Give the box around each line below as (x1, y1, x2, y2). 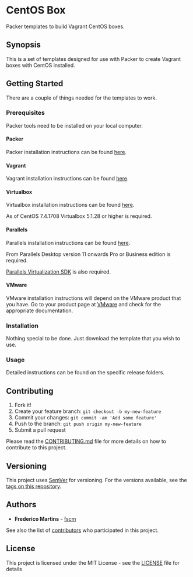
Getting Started (6, 78, 64, 88)
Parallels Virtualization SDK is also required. (6, 268, 111, 275)
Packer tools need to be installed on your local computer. (6, 122, 143, 129)
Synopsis (6, 40, 41, 50)
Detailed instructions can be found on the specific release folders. (6, 369, 165, 376)
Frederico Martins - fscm (14, 515, 76, 522)
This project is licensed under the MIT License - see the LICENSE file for (6, 559, 180, 566)
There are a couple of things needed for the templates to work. (6, 94, 157, 101)
